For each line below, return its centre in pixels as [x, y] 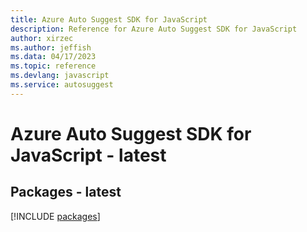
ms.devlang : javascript [60, 76]
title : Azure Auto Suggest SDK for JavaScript [109, 19]
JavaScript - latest [88, 155]
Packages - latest [66, 192]
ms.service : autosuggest [62, 85]
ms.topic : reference [53, 66]
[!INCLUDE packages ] [55, 216]
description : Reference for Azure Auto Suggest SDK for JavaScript [154, 29]
